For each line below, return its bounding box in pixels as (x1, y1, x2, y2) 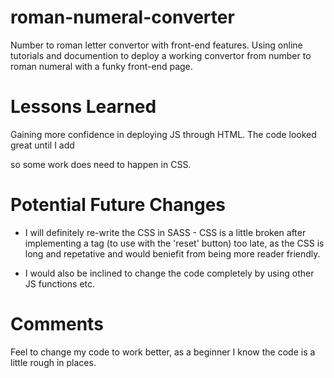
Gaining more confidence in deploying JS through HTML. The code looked (10, 128, 317, 140)
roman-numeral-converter (10, 6, 235, 29)
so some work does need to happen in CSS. (10, 158, 192, 170)
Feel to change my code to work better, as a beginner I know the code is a (10, 346, 316, 358)
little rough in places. (10, 356, 97, 368)
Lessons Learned (10, 96, 157, 118)
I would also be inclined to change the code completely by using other (24, 267, 315, 279)
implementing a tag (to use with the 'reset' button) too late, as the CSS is (24, 237, 325, 249)
